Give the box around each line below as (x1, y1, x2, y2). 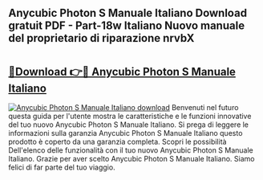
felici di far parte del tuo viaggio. (8, 162, 115, 172)
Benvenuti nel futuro (171, 103, 239, 112)
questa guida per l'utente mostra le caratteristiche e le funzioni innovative (8, 112, 252, 121)
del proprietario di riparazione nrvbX (8, 31, 195, 45)
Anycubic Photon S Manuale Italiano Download (8, 6, 247, 20)
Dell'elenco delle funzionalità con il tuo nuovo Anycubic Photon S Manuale (8, 145, 254, 155)
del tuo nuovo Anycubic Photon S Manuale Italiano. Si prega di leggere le (8, 120, 249, 129)
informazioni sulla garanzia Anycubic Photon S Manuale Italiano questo (8, 129, 243, 137)
